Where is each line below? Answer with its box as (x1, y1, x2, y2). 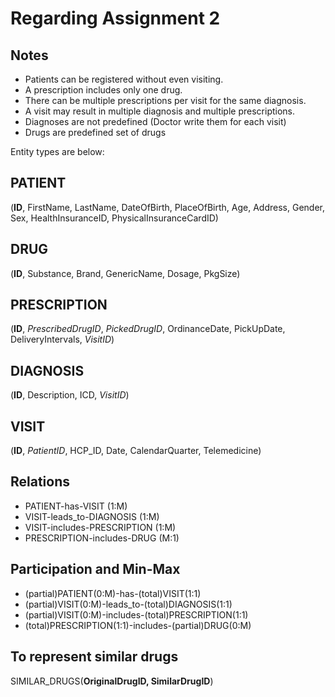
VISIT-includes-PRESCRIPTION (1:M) (24, 521, 177, 533)
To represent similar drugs (10, 648, 179, 666)
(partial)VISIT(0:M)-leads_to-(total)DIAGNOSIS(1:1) (24, 598, 233, 610)
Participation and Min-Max (10, 561, 181, 578)
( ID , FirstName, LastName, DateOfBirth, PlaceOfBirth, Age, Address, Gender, (10, 201, 325, 213)
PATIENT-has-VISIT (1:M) (24, 500, 128, 512)
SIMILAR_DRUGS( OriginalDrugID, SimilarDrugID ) (10, 675, 214, 687)
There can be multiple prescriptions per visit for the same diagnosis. (24, 95, 307, 106)
